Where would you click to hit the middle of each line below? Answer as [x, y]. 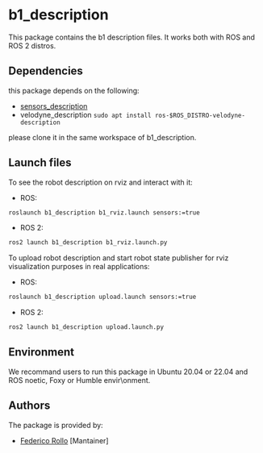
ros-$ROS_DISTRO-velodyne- [200, 115]
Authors [29, 406]
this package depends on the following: [74, 90]
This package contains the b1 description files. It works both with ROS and [132, 37]
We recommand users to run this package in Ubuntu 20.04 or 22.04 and [128, 372]
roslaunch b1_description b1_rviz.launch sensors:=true [104, 212]
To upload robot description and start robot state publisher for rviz [119, 258]
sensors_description [54, 106]
